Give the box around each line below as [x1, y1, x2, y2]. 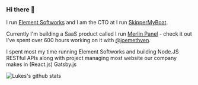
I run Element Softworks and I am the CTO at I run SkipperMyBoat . [6, 19, 168, 26]
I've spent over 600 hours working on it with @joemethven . [6, 37, 151, 44]
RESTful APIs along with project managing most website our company [6, 55, 177, 62]
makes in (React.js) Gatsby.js [6, 61, 77, 68]
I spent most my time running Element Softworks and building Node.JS [6, 48, 179, 55]
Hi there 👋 [6, 5, 36, 14]
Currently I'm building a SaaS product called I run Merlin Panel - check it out [6, 30, 193, 37]
